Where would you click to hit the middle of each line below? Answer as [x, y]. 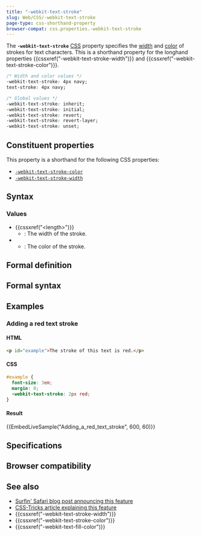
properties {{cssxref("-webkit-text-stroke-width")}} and [76, 59]
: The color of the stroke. [55, 246]
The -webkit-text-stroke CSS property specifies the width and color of [95, 46]
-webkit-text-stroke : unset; [43, 126]
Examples [25, 306]
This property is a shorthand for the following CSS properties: [83, 159]
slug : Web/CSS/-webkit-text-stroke [51, 18]
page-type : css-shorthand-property [51, 23]
